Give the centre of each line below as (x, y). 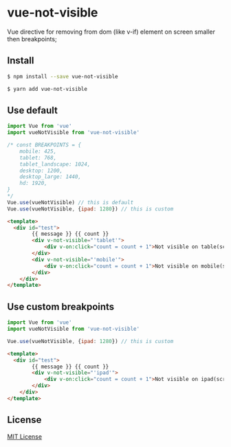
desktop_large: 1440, (50, 177)
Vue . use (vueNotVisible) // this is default (70, 202)
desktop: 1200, (41, 171)
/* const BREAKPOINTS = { (44, 145)
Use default (33, 110)
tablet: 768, (38, 157)
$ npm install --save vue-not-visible (63, 76)
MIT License (25, 436)
